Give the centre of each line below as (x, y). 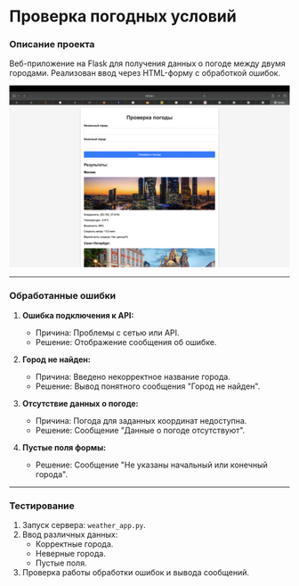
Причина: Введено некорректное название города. (133, 376)
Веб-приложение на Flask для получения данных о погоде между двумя (148, 63)
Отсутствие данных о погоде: (80, 403)
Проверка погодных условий (123, 17)
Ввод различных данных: (70, 534)
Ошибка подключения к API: (78, 315)
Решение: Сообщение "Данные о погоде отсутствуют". (140, 430)
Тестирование (42, 506)
